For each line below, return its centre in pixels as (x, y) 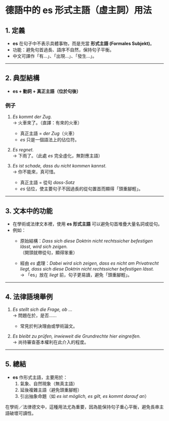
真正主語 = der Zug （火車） (49, 133)
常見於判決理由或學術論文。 (49, 326)
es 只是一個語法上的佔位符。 (50, 140)
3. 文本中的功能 (29, 211)
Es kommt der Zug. (32, 117)
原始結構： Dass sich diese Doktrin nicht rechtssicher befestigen (87, 241)
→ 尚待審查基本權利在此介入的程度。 (51, 342)
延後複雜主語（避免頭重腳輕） (51, 390)
